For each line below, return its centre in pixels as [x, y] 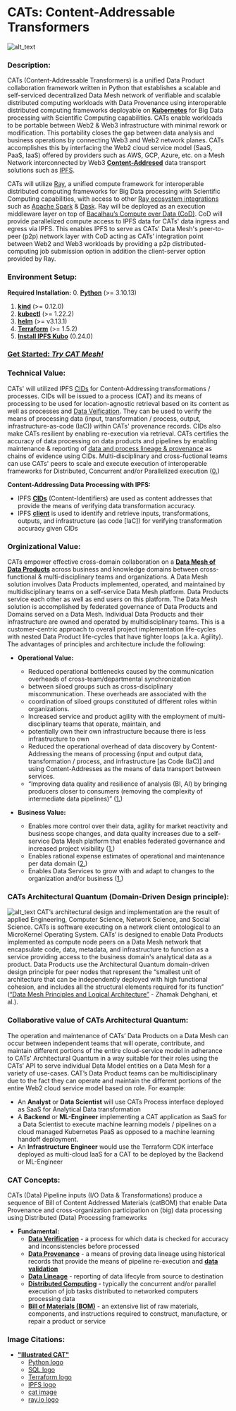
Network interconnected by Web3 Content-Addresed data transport [107, 163]
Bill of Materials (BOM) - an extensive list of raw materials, [113, 1306]
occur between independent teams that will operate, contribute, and [106, 1043]
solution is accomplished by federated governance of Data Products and [113, 607]
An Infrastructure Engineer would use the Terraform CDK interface [115, 1147]
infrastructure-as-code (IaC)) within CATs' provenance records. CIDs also [114, 426]
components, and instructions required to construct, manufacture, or [128, 1313]
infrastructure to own [58, 739]
